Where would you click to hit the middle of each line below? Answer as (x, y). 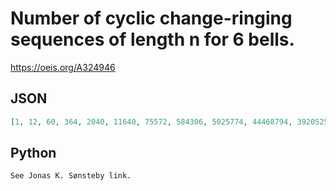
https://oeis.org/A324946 (63, 67)
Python (33, 153)
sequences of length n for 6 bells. (152, 39)
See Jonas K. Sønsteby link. (71, 176)
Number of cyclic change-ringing (151, 18)
